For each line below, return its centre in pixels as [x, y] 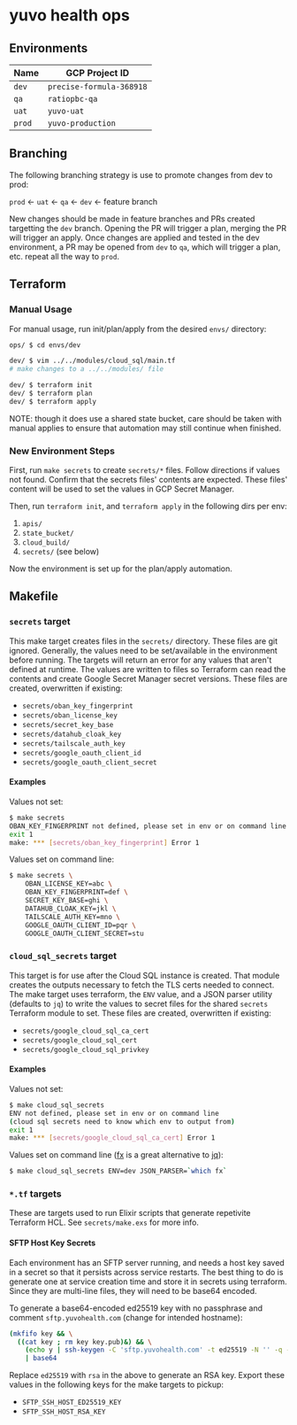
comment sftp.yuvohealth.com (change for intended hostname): [126, 1317]
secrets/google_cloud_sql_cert [80, 1040]
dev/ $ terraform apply [53, 401]
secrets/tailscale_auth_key [73, 743]
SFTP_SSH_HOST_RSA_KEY [64, 1412]
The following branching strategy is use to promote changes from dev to [141, 174]
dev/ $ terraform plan [51, 393]
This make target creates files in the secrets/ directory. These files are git [144, 641]
